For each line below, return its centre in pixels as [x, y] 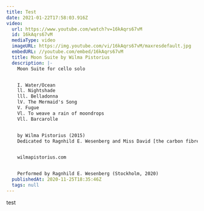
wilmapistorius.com [42, 157]
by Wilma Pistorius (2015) [51, 135]
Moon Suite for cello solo [51, 69]
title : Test [21, 12]
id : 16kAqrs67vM [32, 35]
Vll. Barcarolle [38, 119]
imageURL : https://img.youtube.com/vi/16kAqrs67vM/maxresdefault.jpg [101, 46]
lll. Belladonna [38, 96]
